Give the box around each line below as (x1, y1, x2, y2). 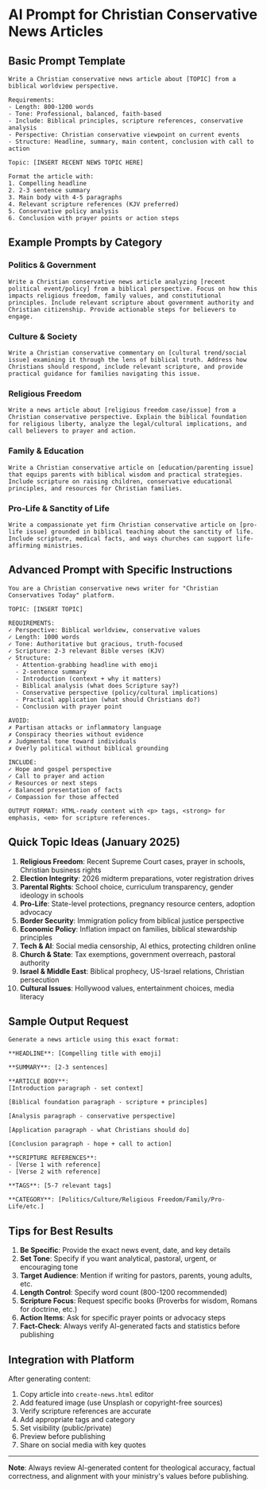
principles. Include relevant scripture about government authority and (8, 298, 254, 307)
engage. (8, 312, 34, 320)
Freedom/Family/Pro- (157, 1196, 226, 1204)
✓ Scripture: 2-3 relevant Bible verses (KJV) (8, 646, 165, 655)
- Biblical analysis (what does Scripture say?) (15, 681, 180, 689)
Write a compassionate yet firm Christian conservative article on (8, 521, 237, 529)
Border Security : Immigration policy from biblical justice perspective (19, 916, 245, 925)
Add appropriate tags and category (19, 1414, 135, 1424)
